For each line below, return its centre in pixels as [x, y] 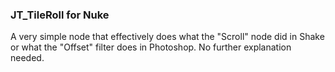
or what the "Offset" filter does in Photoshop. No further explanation [151, 47]
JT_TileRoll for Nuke [60, 15]
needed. [27, 58]
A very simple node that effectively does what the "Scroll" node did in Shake [167, 37]
